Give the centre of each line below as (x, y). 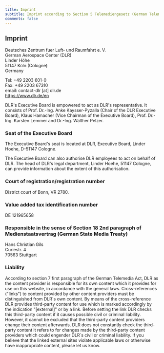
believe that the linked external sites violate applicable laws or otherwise (78, 340)
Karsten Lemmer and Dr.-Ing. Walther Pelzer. (59, 121)
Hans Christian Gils (24, 244)
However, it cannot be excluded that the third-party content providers (75, 319)
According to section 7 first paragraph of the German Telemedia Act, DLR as (82, 278)
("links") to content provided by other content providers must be (70, 294)
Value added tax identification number (51, 204)
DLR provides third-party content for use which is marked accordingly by (79, 304)
